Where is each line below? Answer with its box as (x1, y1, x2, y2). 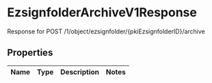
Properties (7, 47, 53, 59)
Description (60, 67, 99, 76)
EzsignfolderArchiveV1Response (7, 5, 197, 20)
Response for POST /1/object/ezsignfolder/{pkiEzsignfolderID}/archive (7, 27, 205, 35)
